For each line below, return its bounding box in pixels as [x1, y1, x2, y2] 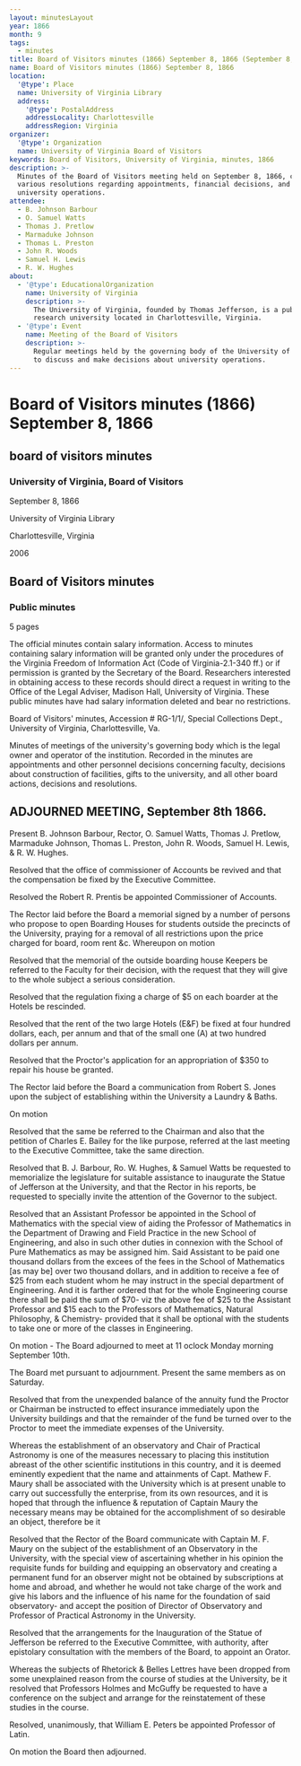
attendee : [9, 197, 47, 206]
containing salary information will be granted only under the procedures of [9, 648, 284, 660]
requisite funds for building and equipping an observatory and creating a [9, 1562, 278, 1573]
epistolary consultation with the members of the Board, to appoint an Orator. [9, 1646, 291, 1657]
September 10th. [9, 1350, 71, 1360]
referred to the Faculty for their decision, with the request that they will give [9, 964, 288, 975]
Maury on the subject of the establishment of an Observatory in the [9, 1543, 258, 1553]
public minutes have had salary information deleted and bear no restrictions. [9, 696, 291, 707]
